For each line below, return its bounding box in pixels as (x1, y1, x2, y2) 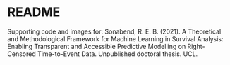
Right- (187, 42, 206, 50)
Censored (7, 50, 37, 58)
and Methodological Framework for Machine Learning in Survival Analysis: (7, 34, 224, 43)
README (7, 4, 61, 20)
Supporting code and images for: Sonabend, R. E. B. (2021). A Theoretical (7, 27, 222, 36)
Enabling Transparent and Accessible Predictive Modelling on (7, 42, 186, 50)
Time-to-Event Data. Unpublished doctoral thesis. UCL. (37, 50, 198, 58)
